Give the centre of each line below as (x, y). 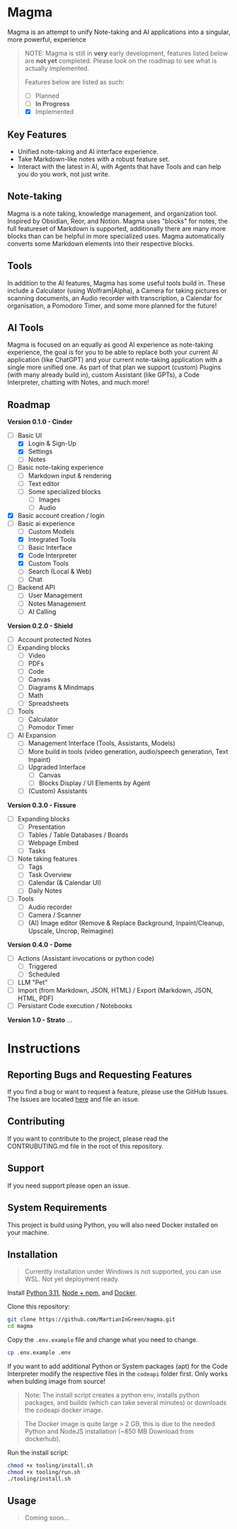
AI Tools (26, 328)
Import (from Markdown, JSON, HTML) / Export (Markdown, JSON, (115, 990)
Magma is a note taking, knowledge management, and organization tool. (112, 213)
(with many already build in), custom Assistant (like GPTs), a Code (104, 375)
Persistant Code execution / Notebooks (75, 1006)
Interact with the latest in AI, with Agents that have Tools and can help (119, 167)
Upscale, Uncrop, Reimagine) (71, 931)
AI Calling (42, 611)
